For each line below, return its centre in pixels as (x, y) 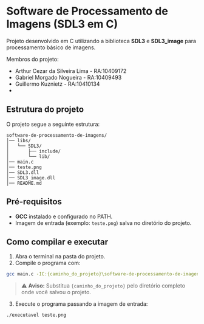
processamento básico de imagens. (51, 47)
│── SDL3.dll (23, 172)
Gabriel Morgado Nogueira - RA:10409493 (68, 77)
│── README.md (24, 183)
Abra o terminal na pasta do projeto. (60, 257)
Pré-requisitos (34, 202)
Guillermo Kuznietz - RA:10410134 (57, 84)
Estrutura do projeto (45, 110)
